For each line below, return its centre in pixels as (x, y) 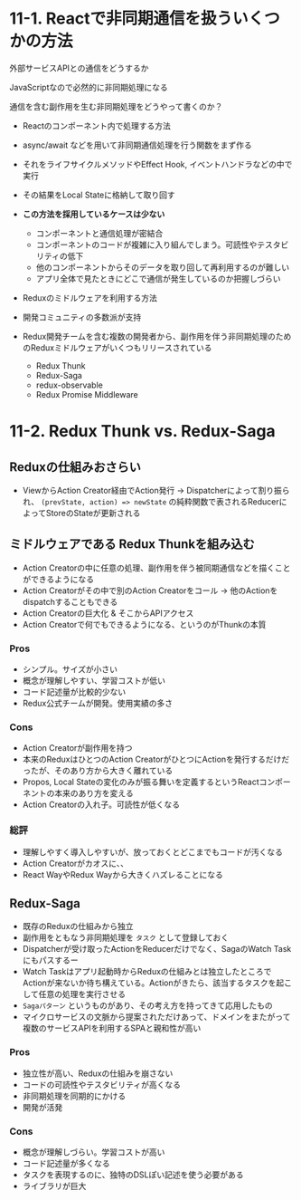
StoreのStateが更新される (93, 513)
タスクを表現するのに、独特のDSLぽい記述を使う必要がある (133, 1175)
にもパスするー (50, 960)
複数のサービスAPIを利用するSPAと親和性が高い (112, 1028)
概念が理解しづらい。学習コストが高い (94, 1152)
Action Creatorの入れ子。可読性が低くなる (101, 805)
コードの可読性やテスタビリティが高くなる (101, 1084)
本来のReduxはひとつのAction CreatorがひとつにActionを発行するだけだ (156, 759)
